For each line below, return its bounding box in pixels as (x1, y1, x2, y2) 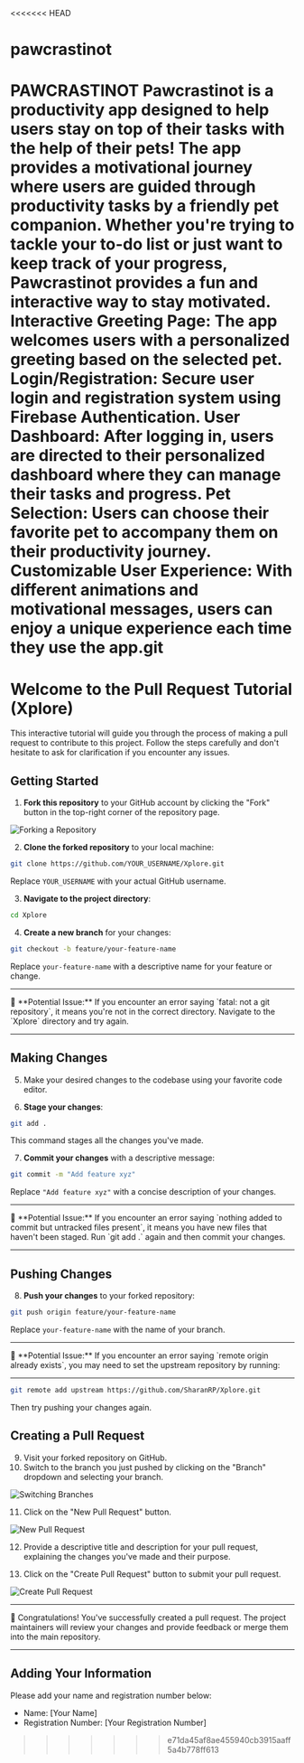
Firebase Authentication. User (10, 407, 241, 427)
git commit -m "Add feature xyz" (10, 1170, 136, 1179)
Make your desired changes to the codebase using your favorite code (23, 1074, 283, 1085)
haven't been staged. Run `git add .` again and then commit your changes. (10, 1232, 286, 1243)
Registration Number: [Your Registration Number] (23, 1717, 207, 1728)
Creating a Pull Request (10, 1428, 145, 1444)
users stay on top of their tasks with (10, 119, 285, 139)
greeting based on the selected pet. (10, 350, 282, 370)
